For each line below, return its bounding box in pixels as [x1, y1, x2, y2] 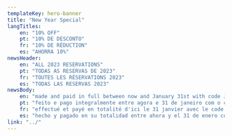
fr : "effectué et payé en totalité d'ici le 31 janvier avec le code [19, 106, 224, 113]
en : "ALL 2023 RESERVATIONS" [19, 61, 104, 68]
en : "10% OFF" [19, 29, 60, 36]
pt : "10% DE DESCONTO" [19, 36, 85, 43]
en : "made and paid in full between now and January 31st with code [19, 93, 221, 100]
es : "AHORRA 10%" [19, 49, 70, 56]
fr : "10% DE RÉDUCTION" [19, 42, 88, 49]
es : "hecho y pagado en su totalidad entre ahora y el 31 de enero [19, 112, 217, 119]
